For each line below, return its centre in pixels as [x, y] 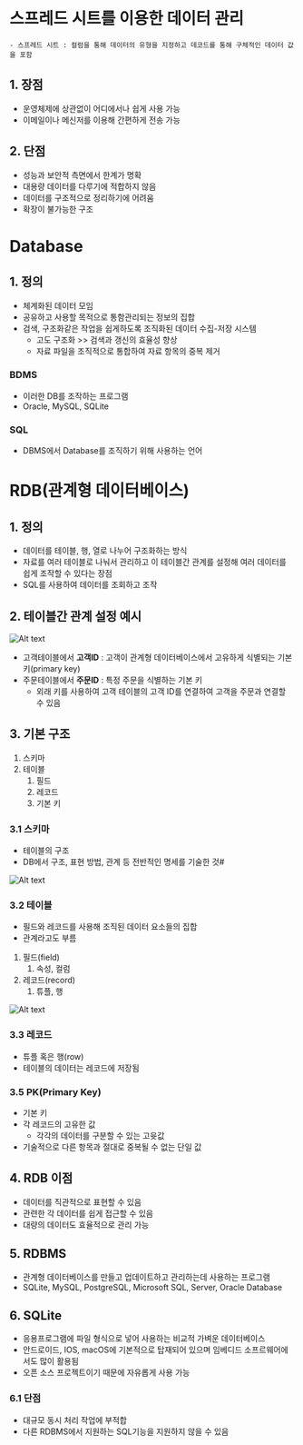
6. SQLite [35, 1315]
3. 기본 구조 [40, 734]
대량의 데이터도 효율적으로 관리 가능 [86, 1224]
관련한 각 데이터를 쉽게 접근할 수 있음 [88, 1213]
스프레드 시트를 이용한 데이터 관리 [127, 19]
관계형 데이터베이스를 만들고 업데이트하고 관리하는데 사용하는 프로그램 [146, 1277]
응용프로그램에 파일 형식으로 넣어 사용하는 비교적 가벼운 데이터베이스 [144, 1339]
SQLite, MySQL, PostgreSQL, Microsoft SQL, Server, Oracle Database [152, 1287]
